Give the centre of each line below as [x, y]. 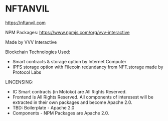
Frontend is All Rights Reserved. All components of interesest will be [83, 97]
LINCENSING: [19, 82]
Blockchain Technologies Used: [38, 52]
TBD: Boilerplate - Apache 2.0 [43, 107]
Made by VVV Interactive [31, 42]
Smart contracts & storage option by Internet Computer [69, 61]
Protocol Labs [27, 72]
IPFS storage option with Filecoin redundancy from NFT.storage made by [88, 67]
